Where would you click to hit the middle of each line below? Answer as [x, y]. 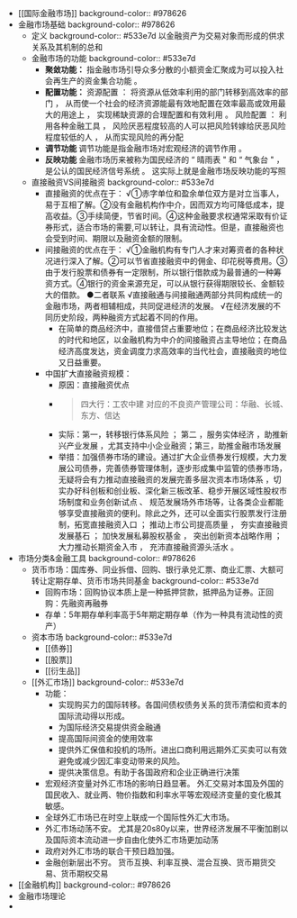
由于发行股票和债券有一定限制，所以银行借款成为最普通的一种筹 [163, 272]
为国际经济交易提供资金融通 [110, 727]
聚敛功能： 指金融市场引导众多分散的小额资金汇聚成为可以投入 [160, 69]
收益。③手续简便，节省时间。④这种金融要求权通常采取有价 [166, 216]
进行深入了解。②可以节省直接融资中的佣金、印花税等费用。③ [170, 261]
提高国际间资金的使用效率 [106, 738]
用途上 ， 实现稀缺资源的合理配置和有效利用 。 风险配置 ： [169, 114]
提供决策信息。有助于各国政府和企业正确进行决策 [149, 772]
